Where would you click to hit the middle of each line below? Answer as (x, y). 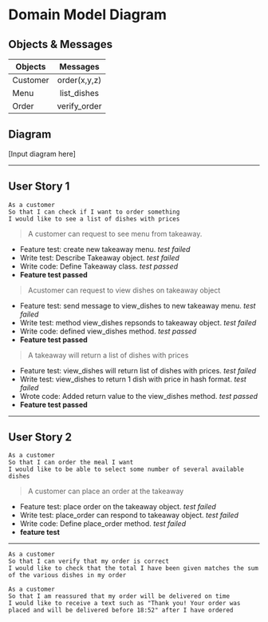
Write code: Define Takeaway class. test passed (99, 266)
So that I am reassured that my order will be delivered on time (119, 596)
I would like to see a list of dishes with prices (94, 219)
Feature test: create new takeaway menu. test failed (105, 249)
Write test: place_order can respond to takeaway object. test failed (129, 515)
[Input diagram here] (42, 154)
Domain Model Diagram (88, 15)
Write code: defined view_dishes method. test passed (108, 331)
